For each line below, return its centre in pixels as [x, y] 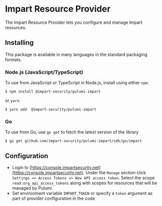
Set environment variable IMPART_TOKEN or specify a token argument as [82, 193]
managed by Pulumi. [32, 188]
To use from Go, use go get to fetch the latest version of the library [72, 132]
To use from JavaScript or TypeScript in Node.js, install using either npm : [77, 83]
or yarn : [13, 101]
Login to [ [22, 168]
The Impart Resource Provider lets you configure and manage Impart [74, 22]
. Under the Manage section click [115, 173]
